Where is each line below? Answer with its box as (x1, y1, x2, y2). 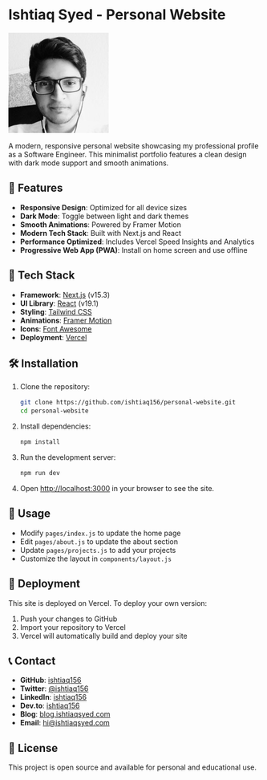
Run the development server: (19, 453, 116, 462)
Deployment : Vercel (19, 332, 87, 342)
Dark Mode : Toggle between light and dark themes (19, 211, 189, 221)
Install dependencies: (19, 421, 91, 431)
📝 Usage (8, 507, 51, 521)
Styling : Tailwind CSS (19, 307, 92, 316)
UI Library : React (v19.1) (19, 299, 99, 308)
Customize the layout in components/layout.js (19, 554, 172, 563)
